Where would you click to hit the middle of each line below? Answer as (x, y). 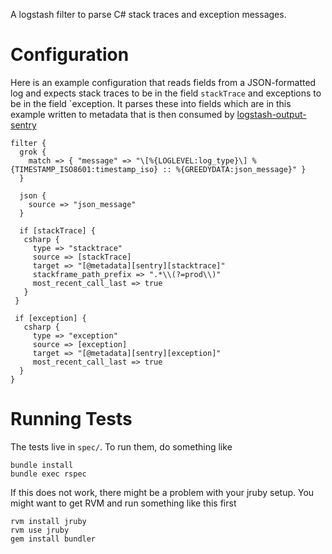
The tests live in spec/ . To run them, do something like (121, 446)
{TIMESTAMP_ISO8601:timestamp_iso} (84, 169)
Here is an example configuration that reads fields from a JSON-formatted (163, 82)
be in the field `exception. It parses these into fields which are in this (151, 103)
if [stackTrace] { (58, 230)
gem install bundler (53, 539)
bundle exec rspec (48, 474)
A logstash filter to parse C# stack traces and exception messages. (148, 14)
